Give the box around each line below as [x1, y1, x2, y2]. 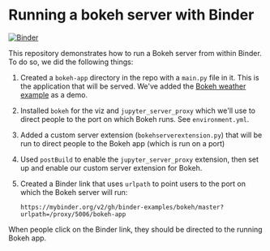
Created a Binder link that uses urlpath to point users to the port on [19, 179, 246, 188]
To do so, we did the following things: [8, 57, 134, 67]
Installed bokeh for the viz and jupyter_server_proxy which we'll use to [19, 106, 255, 115]
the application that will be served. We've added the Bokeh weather [19, 81, 246, 91]
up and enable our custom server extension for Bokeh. [19, 162, 203, 172]
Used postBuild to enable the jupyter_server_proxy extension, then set [19, 154, 259, 164]
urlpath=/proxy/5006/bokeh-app [19, 210, 126, 219]
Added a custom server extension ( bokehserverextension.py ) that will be [19, 130, 263, 140]
